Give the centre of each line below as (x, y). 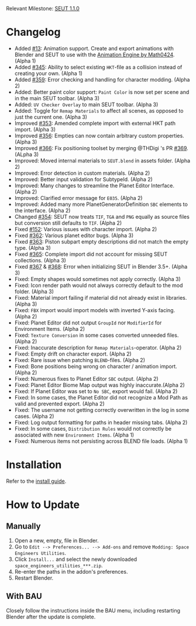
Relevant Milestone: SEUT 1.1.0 (43, 9)
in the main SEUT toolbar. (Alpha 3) (57, 98)
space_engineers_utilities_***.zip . (59, 565)
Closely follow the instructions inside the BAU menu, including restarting (93, 610)
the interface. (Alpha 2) (42, 210)
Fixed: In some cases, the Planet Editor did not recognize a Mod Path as (101, 397)
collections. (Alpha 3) (40, 260)
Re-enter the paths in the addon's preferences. (71, 571)
